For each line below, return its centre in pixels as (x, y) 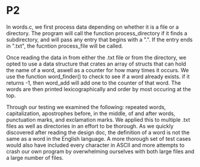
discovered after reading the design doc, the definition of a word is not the (98, 132)
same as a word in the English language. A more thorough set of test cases (99, 138)
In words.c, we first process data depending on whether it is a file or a (93, 27)
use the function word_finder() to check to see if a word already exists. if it (98, 76)
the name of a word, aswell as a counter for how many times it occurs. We (98, 70)
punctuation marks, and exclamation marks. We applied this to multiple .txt (98, 119)
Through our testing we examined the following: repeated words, (86, 107)
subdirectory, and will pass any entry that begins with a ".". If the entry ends (99, 39)
